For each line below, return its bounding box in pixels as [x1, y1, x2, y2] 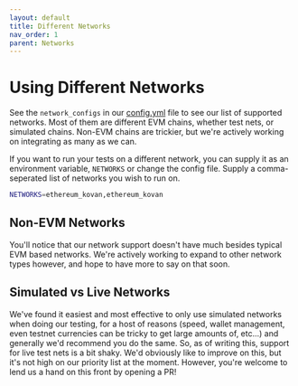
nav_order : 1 [9, 30, 59, 39]
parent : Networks [9, 38, 75, 48]
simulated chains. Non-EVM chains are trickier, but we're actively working [9, 127, 284, 137]
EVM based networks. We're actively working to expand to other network [9, 249, 282, 259]
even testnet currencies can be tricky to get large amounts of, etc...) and [9, 327, 279, 339]
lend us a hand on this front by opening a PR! [9, 366, 177, 377]
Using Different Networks [9, 78, 205, 98]
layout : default [9, 13, 70, 23]
